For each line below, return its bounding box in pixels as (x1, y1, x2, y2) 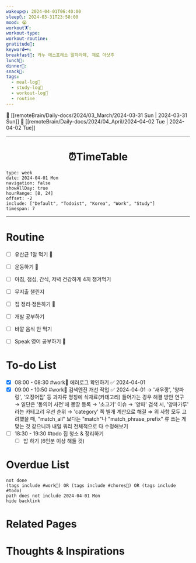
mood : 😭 (6, 19, 27, 25)
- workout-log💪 (11, 90, 48, 96)
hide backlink (6, 498, 41, 504)
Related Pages (6, 517, 77, 531)
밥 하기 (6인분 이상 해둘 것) (23, 437, 85, 445)
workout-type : (6, 30, 41, 36)
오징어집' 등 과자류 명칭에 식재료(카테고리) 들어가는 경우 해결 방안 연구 (24, 393, 185, 401)
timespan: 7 (6, 205, 35, 211)
